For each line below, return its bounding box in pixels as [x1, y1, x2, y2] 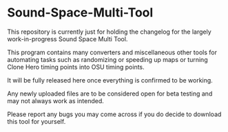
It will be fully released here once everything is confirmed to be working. [7, 76, 214, 84]
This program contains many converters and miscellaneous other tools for [7, 48, 217, 56]
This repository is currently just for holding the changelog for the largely [7, 27, 211, 36]
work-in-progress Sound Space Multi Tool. [7, 34, 128, 43]
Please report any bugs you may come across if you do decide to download [7, 110, 222, 118]
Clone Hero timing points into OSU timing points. [7, 63, 145, 71]
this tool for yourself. [7, 117, 66, 125]
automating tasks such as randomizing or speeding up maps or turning [7, 55, 208, 63]
